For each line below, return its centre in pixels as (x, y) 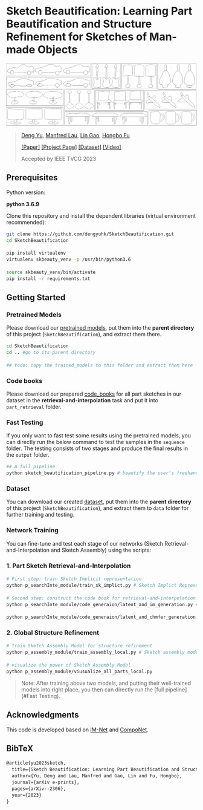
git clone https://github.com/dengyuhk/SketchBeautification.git (90, 234)
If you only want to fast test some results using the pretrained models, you (99, 436)
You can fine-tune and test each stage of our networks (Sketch (85, 543)
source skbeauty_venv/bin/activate (51, 272)
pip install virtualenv (36, 253)
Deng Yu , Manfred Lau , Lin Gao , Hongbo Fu (75, 135)
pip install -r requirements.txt (48, 279)
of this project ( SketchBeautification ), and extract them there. (84, 335)
